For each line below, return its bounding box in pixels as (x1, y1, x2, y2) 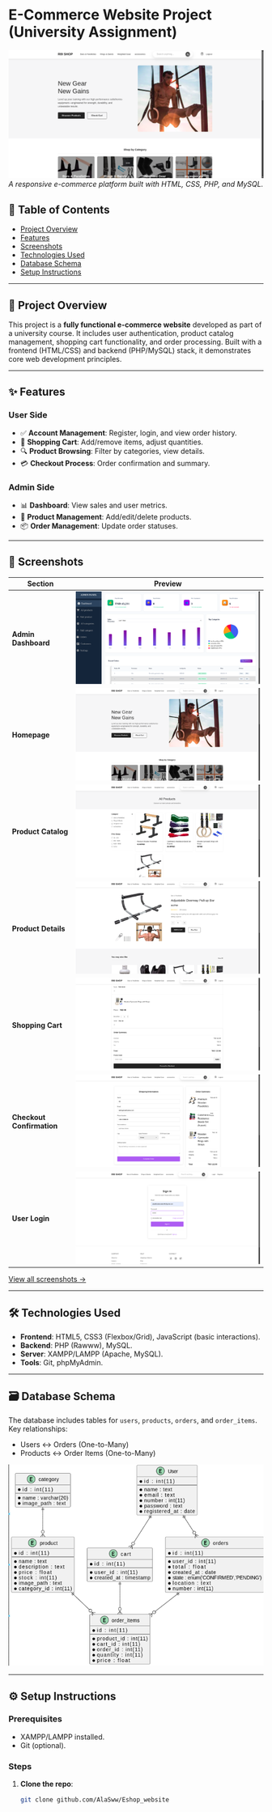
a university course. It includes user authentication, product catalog (8, 329, 234, 338)
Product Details (11, 923, 66, 933)
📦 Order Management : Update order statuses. (19, 521, 178, 531)
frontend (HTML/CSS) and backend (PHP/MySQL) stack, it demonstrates (8, 346, 252, 355)
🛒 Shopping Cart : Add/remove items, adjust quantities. (19, 437, 204, 447)
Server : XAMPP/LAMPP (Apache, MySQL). (19, 1349, 164, 1359)
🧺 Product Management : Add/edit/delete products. (19, 512, 192, 522)
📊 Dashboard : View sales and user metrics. (19, 500, 168, 511)
